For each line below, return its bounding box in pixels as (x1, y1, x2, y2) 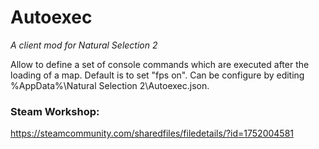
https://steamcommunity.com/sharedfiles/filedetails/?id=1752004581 (10, 127, 295, 140)
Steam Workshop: (10, 104, 100, 118)
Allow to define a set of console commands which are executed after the (10, 58, 310, 70)
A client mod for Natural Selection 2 (10, 39, 158, 51)
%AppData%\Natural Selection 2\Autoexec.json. (10, 79, 210, 91)
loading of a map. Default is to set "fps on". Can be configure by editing (10, 69, 305, 81)
